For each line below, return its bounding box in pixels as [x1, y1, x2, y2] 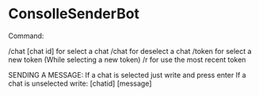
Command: [8, 31, 44, 40]
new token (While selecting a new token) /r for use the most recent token [8, 55, 246, 64]
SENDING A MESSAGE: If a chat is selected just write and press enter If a [8, 70, 247, 79]
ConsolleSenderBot [8, 5, 140, 23]
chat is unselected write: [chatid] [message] [8, 79, 152, 88]
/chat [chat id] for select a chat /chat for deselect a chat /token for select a [8, 46, 252, 56]
